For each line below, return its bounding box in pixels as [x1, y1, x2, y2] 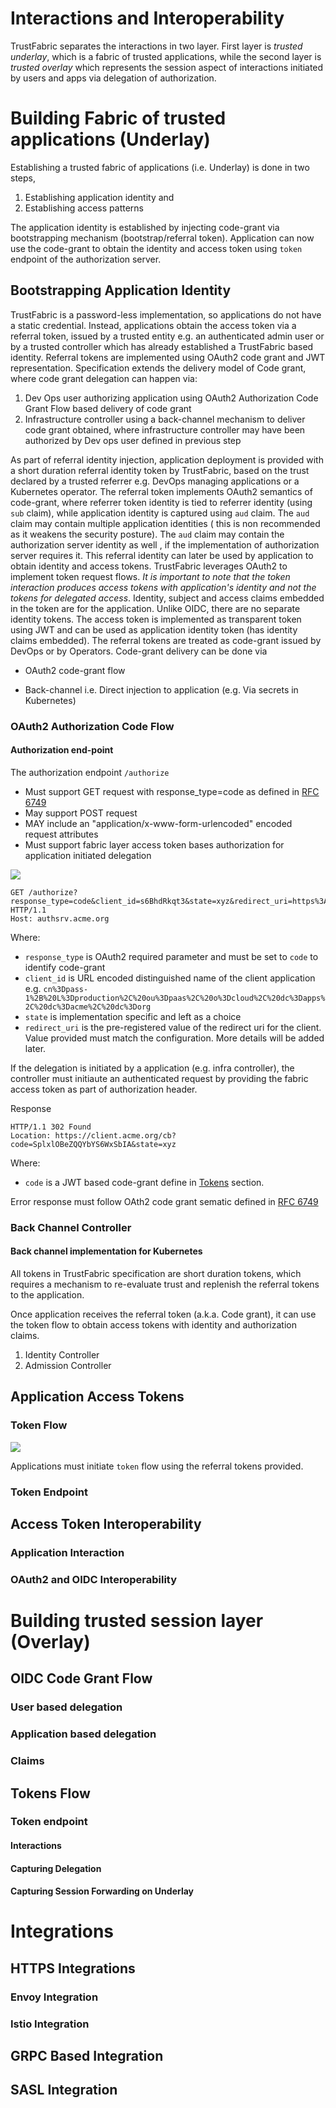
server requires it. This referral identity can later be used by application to [10, 549, 314, 561]
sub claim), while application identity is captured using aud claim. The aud [10, 507, 310, 519]
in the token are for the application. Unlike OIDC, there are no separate [10, 602, 301, 614]
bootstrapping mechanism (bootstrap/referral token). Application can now [10, 232, 315, 244]
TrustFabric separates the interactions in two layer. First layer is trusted [10, 40, 303, 52]
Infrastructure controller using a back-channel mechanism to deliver [24, 413, 306, 425]
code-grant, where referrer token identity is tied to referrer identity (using [10, 496, 313, 508]
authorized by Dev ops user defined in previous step [24, 434, 242, 446]
